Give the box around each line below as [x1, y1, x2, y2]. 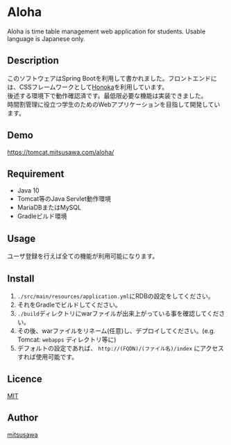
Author [7, 412, 38, 424]
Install [7, 273, 35, 284]
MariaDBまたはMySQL [17, 203, 82, 212]
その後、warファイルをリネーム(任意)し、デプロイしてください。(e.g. [17, 327, 216, 334]
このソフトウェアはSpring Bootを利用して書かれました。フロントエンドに [7, 74, 217, 82]
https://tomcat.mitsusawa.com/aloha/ [7, 147, 114, 156]
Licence [7, 373, 43, 385]
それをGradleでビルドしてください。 [17, 300, 121, 309]
